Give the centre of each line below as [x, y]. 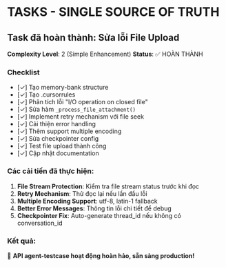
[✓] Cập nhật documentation [58, 153]
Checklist [23, 72]
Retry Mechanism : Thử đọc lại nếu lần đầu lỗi [82, 193]
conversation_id [40, 223]
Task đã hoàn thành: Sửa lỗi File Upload [93, 38]
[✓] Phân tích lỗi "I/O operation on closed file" [82, 102]
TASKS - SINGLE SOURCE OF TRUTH [113, 12]
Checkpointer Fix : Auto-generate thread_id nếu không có [99, 215]
